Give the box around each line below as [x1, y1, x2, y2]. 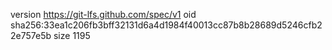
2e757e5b [10, 30, 52, 41]
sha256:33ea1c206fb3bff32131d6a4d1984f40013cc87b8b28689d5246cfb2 [10, 19, 323, 31]
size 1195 [53, 30, 91, 41]
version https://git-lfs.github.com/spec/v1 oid [10, 9, 197, 20]
